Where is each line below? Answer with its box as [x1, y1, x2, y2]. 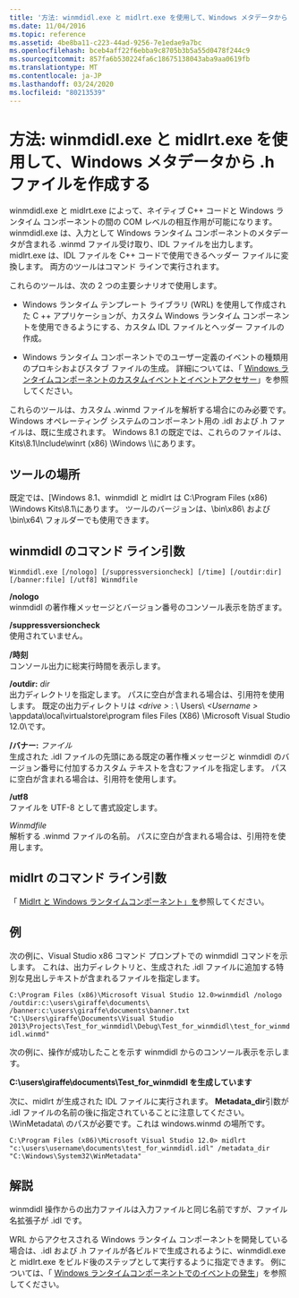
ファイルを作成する [9, 174, 151, 194]
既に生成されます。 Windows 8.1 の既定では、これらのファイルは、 [39, 427, 286, 438]
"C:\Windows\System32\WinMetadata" [9, 1151, 142, 1160]
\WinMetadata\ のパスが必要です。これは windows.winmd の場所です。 [9, 1118, 270, 1129]
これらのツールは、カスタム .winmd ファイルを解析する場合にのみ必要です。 [9, 405, 291, 415]
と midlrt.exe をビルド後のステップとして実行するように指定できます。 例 [9, 1256, 279, 1267]
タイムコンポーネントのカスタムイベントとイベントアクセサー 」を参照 [30, 374, 289, 385]
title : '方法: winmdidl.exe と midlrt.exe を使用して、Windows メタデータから [9, 13, 288, 22]
